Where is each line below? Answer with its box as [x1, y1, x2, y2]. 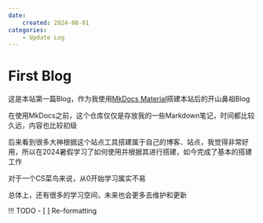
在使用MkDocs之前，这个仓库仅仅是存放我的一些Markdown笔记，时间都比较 [8, 111, 255, 120]
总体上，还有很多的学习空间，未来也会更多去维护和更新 [8, 190, 187, 200]
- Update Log [22, 33, 65, 42]
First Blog [8, 68, 72, 85]
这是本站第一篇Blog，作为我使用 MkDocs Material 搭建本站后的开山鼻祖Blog [8, 94, 250, 104]
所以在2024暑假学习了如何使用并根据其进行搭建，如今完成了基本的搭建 [21, 147, 253, 157]
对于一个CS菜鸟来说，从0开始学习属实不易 [8, 174, 147, 183]
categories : [8, 26, 47, 34]
